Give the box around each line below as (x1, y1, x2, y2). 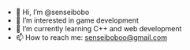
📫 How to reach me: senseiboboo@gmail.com (15, 33, 168, 42)
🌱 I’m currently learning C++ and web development (15, 24, 182, 33)
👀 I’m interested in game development (15, 16, 140, 25)
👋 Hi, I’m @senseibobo (15, 8, 90, 16)
